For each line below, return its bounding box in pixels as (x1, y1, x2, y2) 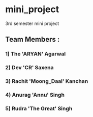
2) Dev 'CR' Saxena (5, 64, 54, 71)
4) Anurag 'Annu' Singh (5, 92, 65, 99)
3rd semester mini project (5, 20, 59, 26)
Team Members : (5, 35, 60, 44)
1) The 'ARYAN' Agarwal (5, 50, 66, 57)
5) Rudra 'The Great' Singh (5, 105, 73, 112)
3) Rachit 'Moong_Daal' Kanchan (5, 78, 88, 85)
